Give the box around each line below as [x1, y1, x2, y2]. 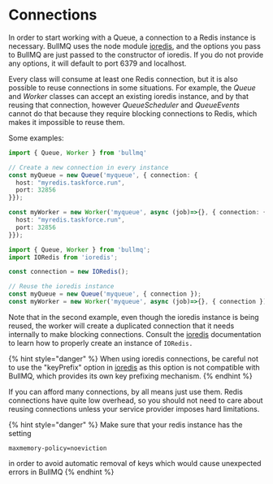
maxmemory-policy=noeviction [8, 444, 107, 452]
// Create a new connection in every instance [8, 163, 169, 171]
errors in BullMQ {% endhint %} [8, 467, 115, 477]
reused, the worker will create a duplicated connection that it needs [8, 321, 235, 331]
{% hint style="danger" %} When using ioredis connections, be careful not [8, 353, 258, 363]
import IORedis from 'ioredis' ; [8, 253, 118, 261]
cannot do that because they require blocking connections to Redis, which [8, 108, 258, 119]
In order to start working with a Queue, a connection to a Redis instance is [8, 32, 256, 42]
